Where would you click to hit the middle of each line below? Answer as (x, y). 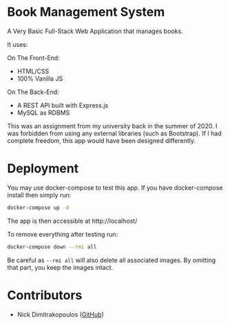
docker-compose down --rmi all (52, 247)
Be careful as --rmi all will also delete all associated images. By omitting (112, 260)
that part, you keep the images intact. (60, 267)
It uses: (18, 44)
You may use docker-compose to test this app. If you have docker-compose (115, 188)
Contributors (45, 295)
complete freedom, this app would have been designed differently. (102, 140)
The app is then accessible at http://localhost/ (72, 221)
